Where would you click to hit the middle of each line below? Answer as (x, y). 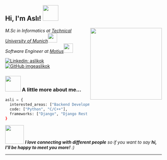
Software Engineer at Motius (34, 51)
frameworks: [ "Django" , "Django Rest (49, 114)
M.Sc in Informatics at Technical (39, 30)
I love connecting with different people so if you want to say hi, (91, 142)
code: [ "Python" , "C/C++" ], (39, 109)
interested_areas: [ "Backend (40, 104)
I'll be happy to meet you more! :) (40, 148)
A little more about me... (51, 89)
